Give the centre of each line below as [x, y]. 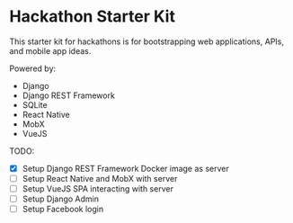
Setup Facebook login [63, 210]
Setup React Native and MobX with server [100, 178]
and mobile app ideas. [50, 50]
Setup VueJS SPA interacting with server [98, 189]
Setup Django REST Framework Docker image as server [125, 168]
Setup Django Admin [60, 199]
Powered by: [33, 68]
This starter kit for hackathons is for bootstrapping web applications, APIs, [147, 41]
